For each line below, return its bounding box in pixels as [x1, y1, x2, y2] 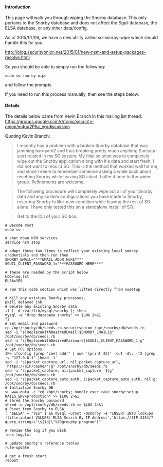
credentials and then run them [5, 253, 69, 258]
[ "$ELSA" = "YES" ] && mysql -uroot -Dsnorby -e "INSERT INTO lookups [5, 411, 153, 416]
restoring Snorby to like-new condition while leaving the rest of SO [17, 199, 151, 205]
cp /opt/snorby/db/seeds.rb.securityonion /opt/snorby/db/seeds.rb [5, 325, 145, 331]
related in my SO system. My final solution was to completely [27, 153, 150, 159]
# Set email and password [5, 321, 57, 326]
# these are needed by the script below [5, 270, 89, 275]
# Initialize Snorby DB [5, 385, 54, 390]
